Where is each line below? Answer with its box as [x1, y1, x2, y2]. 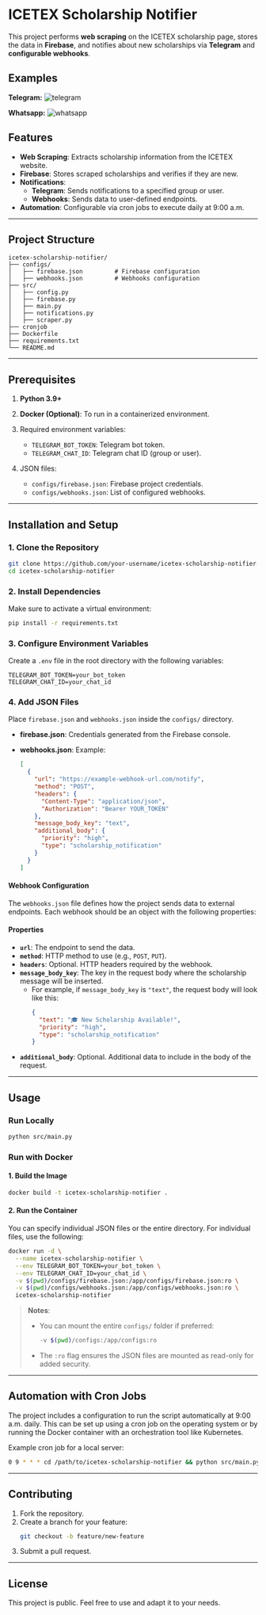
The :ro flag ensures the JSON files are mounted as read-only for [39, 1351, 254, 1361]
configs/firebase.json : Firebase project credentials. [31, 479, 203, 489]
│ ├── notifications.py [8, 309, 93, 318]
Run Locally [8, 1115, 55, 1126]
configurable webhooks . [8, 48, 91, 58]
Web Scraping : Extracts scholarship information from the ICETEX [19, 152, 234, 162]
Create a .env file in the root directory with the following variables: [8, 656, 224, 666]
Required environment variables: [19, 425, 126, 434]
